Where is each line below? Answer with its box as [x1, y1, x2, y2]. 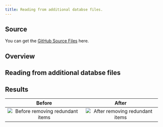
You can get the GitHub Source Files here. [5, 38, 89, 44]
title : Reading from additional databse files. [5, 7, 103, 12]
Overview [5, 52, 35, 60]
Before [36, 100, 52, 107]
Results [5, 85, 29, 93]
